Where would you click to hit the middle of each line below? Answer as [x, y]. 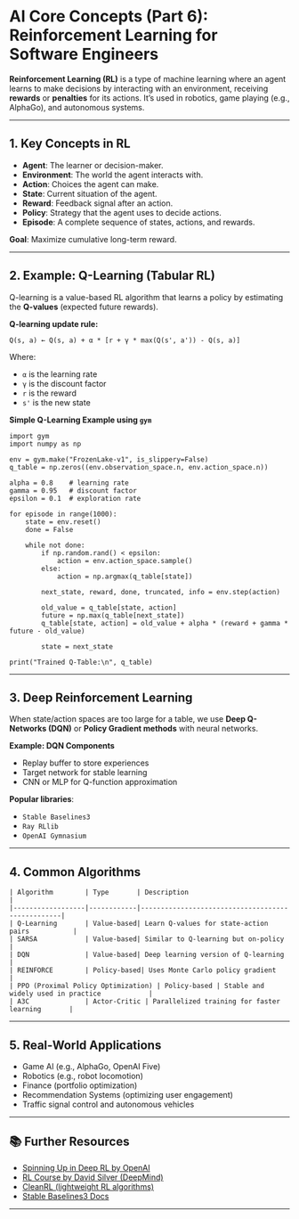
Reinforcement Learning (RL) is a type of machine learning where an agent [148, 78]
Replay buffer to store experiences [85, 763]
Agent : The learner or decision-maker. [93, 165]
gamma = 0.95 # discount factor [73, 491]
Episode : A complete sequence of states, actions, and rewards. [138, 222]
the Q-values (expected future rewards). [84, 307]
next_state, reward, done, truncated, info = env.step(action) [161, 592]
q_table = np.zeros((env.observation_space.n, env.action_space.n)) [139, 467]
